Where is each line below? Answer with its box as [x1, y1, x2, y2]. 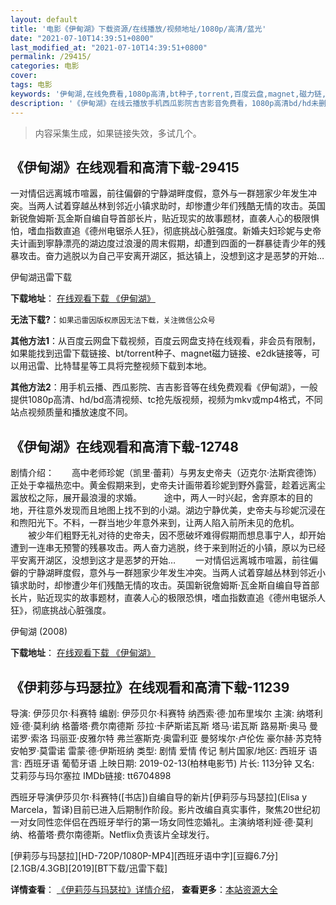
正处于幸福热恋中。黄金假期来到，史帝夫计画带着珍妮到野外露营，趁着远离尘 [10, 479, 326, 491]
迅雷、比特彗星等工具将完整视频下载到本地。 [27, 360, 212, 372]
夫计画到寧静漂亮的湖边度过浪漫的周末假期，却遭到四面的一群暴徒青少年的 [10, 237, 317, 250]
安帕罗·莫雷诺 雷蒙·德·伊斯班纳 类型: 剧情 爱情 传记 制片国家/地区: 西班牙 [10, 744, 307, 756]
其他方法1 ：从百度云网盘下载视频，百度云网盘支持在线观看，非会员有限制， [10, 335, 322, 347]
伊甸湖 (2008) [10, 626, 68, 638]
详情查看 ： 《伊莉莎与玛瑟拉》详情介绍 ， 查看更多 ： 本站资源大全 [10, 883, 278, 895]
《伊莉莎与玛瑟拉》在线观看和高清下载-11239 [10, 679, 290, 696]
